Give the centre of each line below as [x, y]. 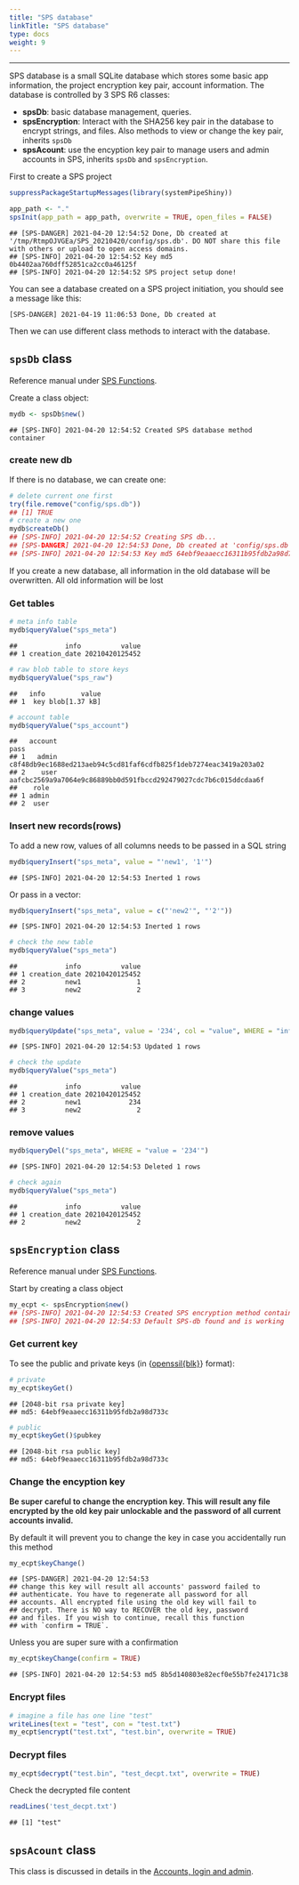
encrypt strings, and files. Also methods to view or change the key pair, [153, 131]
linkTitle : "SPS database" [59, 26]
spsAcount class [53, 1850]
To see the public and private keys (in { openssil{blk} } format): [122, 1363]
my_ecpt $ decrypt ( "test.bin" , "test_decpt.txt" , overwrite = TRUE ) [135, 1773]
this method [31, 1547]
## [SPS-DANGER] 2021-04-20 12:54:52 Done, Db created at [119, 233]
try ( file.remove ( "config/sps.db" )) [75, 504]
